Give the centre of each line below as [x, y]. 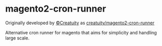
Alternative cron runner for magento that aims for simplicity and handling [81, 32]
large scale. [17, 38]
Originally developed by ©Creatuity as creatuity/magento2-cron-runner [80, 23]
